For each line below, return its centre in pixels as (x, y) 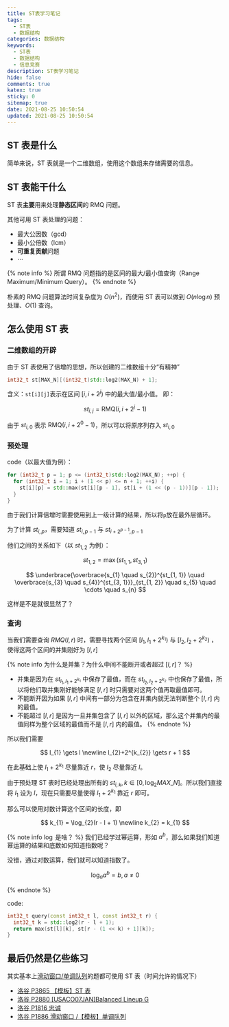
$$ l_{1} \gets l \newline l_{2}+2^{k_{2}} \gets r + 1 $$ (115, 752)
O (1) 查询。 (41, 305)
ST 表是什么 (32, 145)
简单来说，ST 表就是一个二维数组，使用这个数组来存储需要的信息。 (102, 163)
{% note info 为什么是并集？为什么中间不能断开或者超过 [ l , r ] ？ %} (100, 664)
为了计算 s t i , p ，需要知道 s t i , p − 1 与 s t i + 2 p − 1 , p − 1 (75, 530)
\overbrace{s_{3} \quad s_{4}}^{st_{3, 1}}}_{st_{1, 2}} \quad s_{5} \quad (115, 583)
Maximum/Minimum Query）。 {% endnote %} (72, 282)
